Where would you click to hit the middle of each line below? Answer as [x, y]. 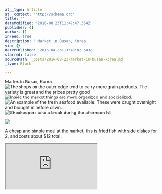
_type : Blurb [18, 64]
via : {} [13, 46]
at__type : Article [24, 9]
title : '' [15, 18]
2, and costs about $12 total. [34, 136]
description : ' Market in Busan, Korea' [47, 41]
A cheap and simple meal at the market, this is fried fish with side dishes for [81, 131]
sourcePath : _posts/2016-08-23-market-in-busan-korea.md [64, 59]
